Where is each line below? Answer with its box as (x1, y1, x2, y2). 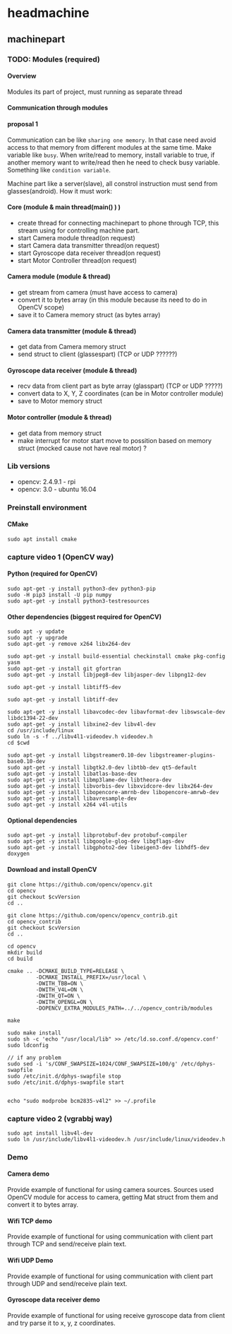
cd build (7, 955, 33, 962)
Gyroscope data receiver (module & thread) (7, 366, 138, 374)
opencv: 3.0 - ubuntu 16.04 (17, 485, 97, 493)
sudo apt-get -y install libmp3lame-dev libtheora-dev (7, 777, 172, 784)
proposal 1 (7, 119, 39, 128)
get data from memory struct (17, 429, 102, 437)
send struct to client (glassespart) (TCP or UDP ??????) (17, 350, 178, 358)
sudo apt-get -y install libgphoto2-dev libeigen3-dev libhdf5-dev (7, 844, 210, 851)
